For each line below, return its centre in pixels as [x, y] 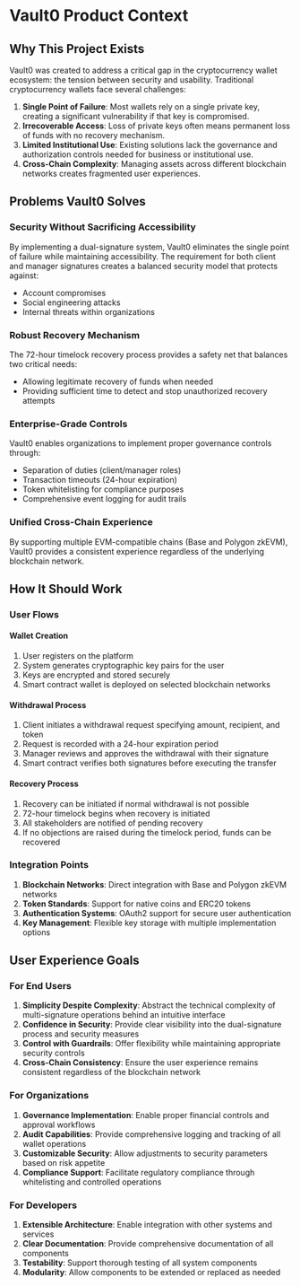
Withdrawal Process [48, 704]
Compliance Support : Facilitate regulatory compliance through [138, 1172]
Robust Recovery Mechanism [75, 335]
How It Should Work [66, 589]
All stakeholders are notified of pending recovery [112, 823]
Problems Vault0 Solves [77, 201]
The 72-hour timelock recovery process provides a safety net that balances [149, 354]
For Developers [43, 1205]
